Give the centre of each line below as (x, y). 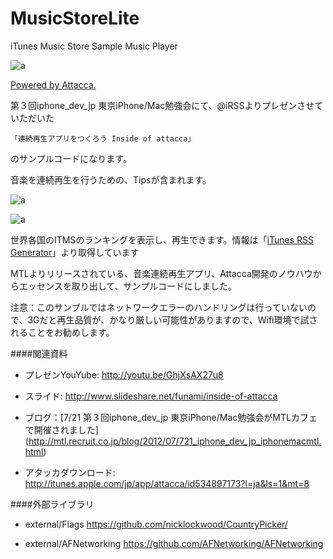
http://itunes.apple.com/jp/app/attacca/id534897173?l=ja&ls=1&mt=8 (167, 483)
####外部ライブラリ (52, 504)
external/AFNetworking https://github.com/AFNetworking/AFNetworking (174, 543)
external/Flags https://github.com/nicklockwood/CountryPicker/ (156, 524)
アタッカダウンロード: (70, 472)
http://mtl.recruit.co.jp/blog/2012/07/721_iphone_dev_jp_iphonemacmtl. (175, 441)
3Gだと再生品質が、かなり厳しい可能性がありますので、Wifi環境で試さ (172, 319)
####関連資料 (39, 353)
